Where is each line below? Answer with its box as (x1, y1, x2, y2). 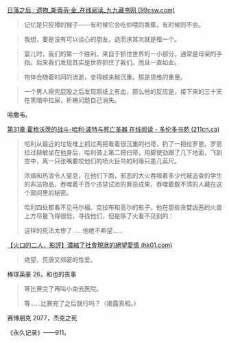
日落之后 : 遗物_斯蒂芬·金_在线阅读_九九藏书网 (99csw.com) (7, 6, 176, 14)
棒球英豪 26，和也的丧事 (7, 270, 77, 278)
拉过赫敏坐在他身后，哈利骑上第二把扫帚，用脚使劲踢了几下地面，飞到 (23, 148, 223, 156)
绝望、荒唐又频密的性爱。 (23, 256, 97, 263)
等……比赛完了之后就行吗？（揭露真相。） (23, 299, 140, 307)
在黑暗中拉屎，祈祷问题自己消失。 (23, 96, 121, 104)
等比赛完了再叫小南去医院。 (23, 285, 103, 293)
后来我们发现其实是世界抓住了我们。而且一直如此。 (36, 58, 180, 67)
